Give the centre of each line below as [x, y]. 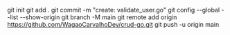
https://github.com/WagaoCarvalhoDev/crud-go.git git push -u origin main [113, 24]
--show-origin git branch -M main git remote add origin [98, 17]
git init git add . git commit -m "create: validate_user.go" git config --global [114, 10]
